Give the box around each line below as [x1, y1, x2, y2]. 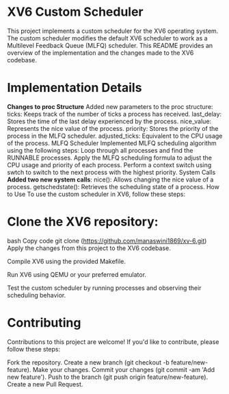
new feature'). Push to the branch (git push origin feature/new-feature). [7, 373, 208, 381]
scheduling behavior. [7, 291, 66, 299]
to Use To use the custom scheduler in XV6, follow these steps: [7, 190, 186, 198]
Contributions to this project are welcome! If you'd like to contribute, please [7, 337, 219, 346]
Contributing [7, 315, 81, 330]
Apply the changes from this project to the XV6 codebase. [7, 244, 171, 252]
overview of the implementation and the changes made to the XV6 [7, 49, 194, 57]
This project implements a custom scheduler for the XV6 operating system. [7, 27, 219, 35]
